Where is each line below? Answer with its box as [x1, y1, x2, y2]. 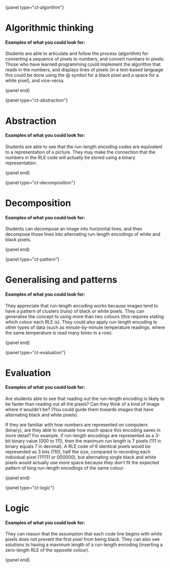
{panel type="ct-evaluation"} [5, 349, 66, 355]
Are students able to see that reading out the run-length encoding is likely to [5, 395, 165, 402]
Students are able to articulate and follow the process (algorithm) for [5, 50, 149, 56]
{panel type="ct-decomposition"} [5, 179, 76, 185]
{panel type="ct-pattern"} [5, 257, 60, 263]
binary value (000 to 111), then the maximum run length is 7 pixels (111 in [12, 438, 161, 444]
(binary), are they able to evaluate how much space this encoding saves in [5, 427, 161, 433]
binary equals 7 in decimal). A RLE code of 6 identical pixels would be [5, 443, 151, 449]
